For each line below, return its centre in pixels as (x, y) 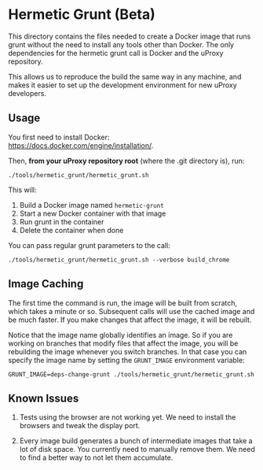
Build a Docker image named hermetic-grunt (92, 205)
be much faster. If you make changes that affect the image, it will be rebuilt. (130, 320)
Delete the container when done (71, 230)
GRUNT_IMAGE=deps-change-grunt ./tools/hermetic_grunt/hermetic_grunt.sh (131, 374)
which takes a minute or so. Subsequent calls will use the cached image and (131, 311)
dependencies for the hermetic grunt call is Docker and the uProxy (116, 53)
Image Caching (46, 284)
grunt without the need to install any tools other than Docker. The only (121, 44)
